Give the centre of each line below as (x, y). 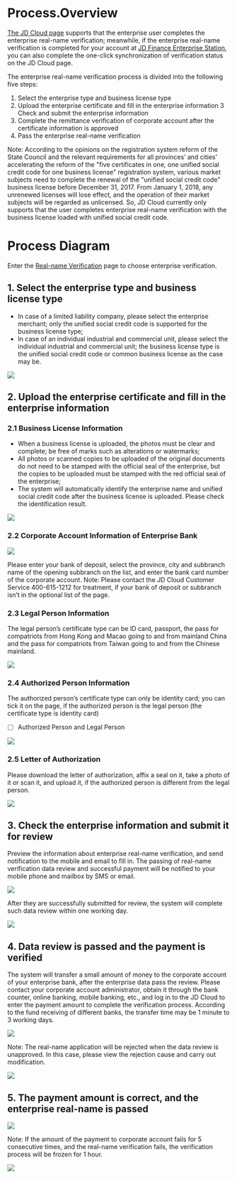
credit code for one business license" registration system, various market (114, 172)
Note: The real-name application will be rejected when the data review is (113, 1047)
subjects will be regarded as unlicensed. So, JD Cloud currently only (107, 202)
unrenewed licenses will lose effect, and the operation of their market (109, 194)
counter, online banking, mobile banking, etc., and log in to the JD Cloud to (116, 997)
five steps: (23, 84)
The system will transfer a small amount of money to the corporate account (117, 975)
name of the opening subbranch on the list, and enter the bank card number (118, 572)
